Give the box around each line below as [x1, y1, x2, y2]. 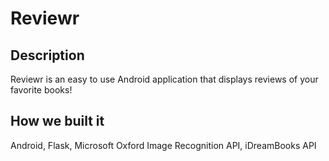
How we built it [10, 113, 105, 130]
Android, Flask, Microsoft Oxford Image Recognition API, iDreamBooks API [10, 139, 317, 151]
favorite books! [10, 84, 73, 96]
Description [10, 47, 85, 64]
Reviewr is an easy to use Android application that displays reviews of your [10, 73, 319, 85]
